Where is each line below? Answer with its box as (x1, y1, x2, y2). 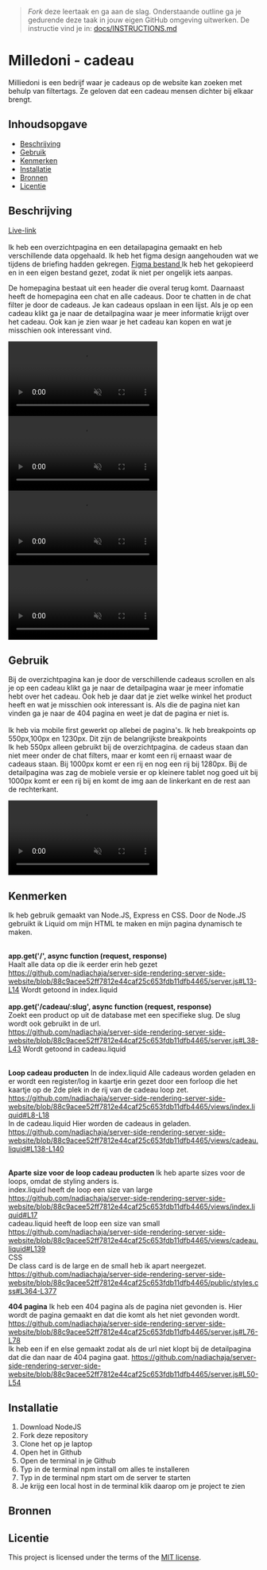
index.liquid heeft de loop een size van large (8, 1185, 153, 1194)
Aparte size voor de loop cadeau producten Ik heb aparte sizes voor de (8, 1168, 246, 1178)
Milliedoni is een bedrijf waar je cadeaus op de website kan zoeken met (8, 77, 242, 87)
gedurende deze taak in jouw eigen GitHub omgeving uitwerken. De (27, 15, 250, 25)
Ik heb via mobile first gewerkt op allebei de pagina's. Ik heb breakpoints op (8, 726, 257, 735)
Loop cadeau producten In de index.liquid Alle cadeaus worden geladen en (8, 1068, 256, 1077)
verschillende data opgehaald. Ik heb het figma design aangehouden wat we (8, 251, 259, 260)
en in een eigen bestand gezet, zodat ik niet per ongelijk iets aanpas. (8, 267, 233, 277)
